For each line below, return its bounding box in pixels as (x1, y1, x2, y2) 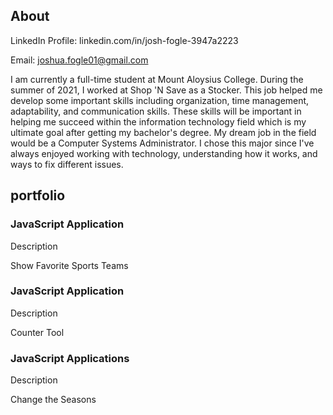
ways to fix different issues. (10, 158, 124, 170)
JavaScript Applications (10, 351, 130, 365)
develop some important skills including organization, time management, (10, 94, 310, 106)
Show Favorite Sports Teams (10, 259, 129, 271)
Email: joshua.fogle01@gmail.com (10, 54, 149, 66)
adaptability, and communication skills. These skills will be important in (10, 105, 302, 117)
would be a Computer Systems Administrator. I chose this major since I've (10, 137, 315, 149)
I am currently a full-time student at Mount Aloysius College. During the (10, 73, 304, 85)
